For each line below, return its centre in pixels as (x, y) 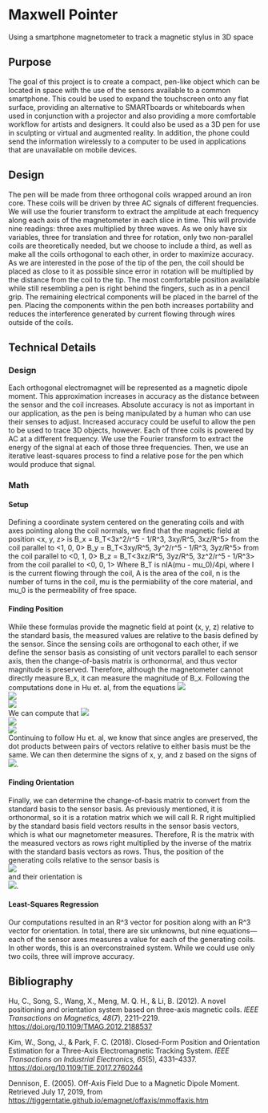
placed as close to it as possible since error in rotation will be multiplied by (131, 271)
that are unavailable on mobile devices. (73, 149)
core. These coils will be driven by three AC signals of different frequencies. (134, 203)
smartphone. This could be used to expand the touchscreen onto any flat (128, 99)
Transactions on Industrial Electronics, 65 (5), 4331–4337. (103, 1059)
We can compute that (44, 713)
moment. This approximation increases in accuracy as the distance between (134, 396)
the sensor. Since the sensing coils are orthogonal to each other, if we (123, 644)
